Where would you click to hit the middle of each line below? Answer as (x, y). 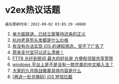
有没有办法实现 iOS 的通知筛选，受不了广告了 (58, 46)
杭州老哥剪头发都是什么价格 (40, 40)
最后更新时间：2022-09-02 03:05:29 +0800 (45, 24)
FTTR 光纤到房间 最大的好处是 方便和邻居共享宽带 (62, 58)
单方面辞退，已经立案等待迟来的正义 (49, 34)
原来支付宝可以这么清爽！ (38, 52)
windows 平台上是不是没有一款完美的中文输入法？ (63, 64)
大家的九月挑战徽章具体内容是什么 (47, 70)
